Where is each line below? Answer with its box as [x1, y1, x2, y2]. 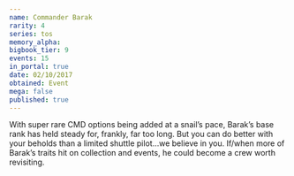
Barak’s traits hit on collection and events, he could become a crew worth [9, 148, 276, 158]
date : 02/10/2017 [9, 71, 73, 80]
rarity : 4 [9, 21, 46, 30]
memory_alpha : [9, 37, 62, 47]
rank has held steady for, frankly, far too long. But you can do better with [9, 129, 274, 140]
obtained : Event [9, 79, 69, 88]
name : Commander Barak [9, 12, 93, 22]
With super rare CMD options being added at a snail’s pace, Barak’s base [9, 119, 275, 130]
